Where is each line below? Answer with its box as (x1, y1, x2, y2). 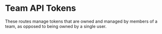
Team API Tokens (5, 3, 76, 14)
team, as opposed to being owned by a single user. (5, 23, 107, 29)
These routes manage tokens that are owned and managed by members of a (5, 18, 158, 24)
